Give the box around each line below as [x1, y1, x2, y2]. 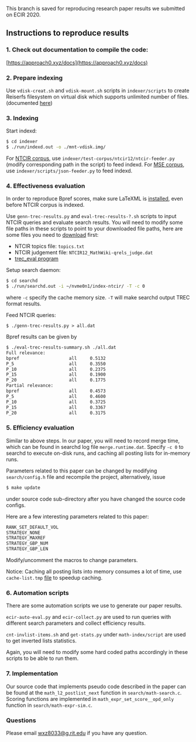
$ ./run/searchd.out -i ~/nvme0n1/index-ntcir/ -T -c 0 [6, 284, 145, 290]
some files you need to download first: [6, 232, 99, 239]
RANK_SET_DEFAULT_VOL [6, 524, 59, 530]
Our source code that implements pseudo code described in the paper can [6, 683, 186, 690]
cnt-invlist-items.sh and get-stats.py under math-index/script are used [6, 631, 186, 638]
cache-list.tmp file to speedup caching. [6, 574, 103, 581]
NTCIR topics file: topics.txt [14, 243, 85, 250]
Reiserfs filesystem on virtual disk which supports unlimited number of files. [6, 93, 189, 100]
